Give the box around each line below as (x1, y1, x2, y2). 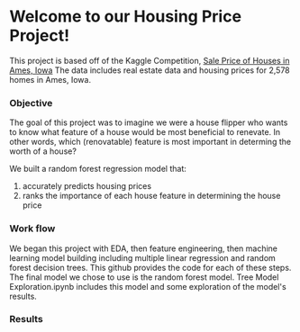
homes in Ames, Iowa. (9, 74, 92, 85)
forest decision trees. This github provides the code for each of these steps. (9, 262, 292, 273)
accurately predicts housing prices (22, 181, 151, 192)
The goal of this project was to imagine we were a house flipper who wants (9, 117, 288, 128)
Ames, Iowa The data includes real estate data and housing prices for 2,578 (9, 65, 290, 76)
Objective (9, 96, 53, 109)
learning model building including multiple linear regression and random (9, 252, 277, 263)
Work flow (9, 222, 56, 235)
